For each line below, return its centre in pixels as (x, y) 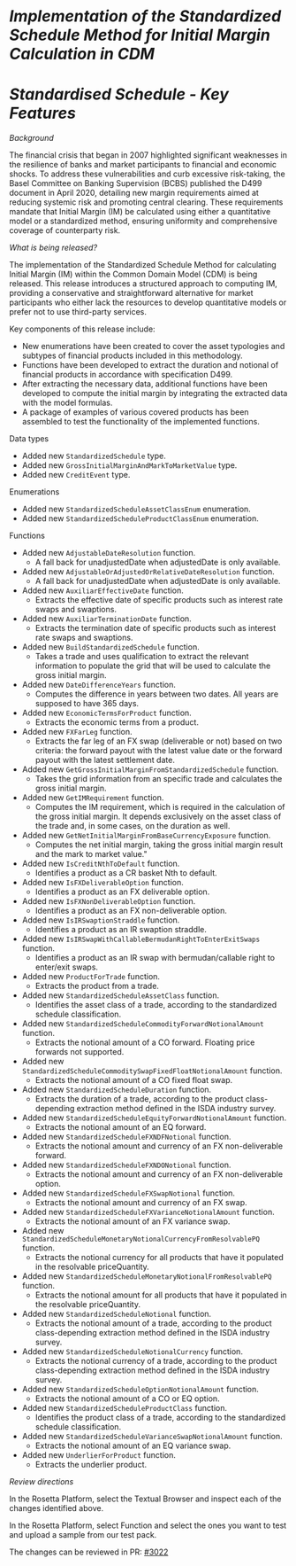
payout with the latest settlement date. (105, 760)
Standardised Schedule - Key (119, 94)
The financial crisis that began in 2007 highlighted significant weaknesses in (148, 155)
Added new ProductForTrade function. (91, 977)
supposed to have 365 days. (87, 704)
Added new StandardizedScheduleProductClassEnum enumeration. (140, 518)
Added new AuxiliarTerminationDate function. (106, 619)
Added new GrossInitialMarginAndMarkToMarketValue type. (129, 465)
